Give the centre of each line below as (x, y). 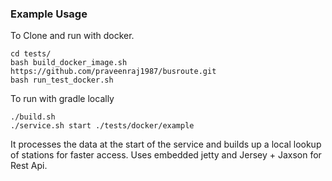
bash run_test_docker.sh (62, 80)
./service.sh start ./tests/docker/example (102, 126)
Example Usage (49, 14)
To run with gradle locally (62, 99)
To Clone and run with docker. (72, 36)
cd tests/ (31, 54)
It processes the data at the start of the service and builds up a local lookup (166, 144)
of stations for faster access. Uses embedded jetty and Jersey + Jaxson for (166, 155)
